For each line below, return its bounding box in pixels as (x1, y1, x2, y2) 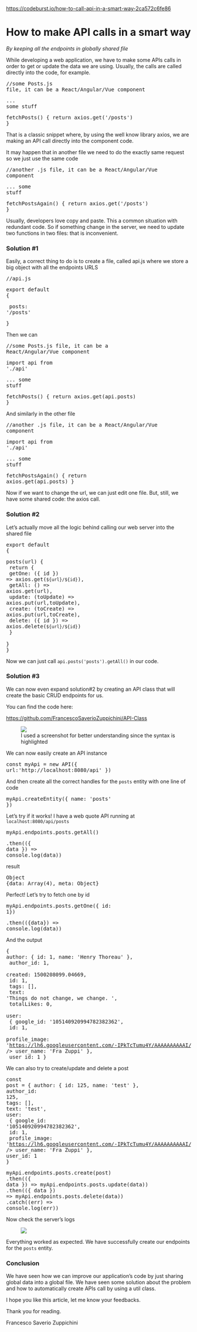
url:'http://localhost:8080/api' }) (6, 767, 111, 773)
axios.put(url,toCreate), (6, 611, 81, 618)
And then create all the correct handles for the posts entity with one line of (6, 778, 186, 785)
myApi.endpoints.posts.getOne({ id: (6, 903, 111, 909)
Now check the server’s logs (6, 1216, 75, 1223)
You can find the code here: (6, 703, 73, 710)
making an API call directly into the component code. (6, 137, 134, 144)
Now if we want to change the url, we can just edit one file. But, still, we (6, 489, 179, 497)
